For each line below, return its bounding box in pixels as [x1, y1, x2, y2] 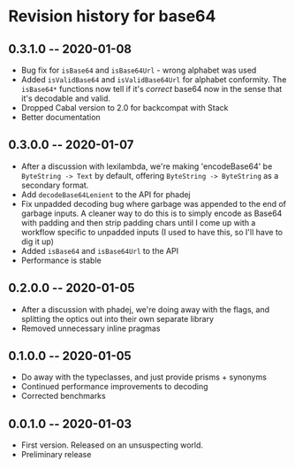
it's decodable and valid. [20, 93, 111, 104]
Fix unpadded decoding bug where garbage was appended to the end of [20, 198, 287, 209]
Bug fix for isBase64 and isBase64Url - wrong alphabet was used [20, 65, 257, 75]
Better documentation [20, 112, 101, 122]
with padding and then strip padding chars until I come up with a [20, 217, 256, 227]
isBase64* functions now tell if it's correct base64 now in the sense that [20, 84, 283, 94]
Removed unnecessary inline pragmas [20, 323, 161, 334]
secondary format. [20, 180, 89, 190]
